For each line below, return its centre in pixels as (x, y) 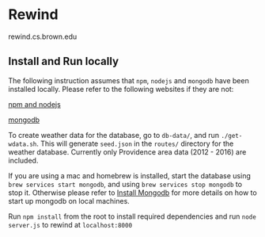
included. (23, 160)
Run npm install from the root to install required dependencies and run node (132, 216)
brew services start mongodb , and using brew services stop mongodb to (125, 184)
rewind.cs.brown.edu (43, 36)
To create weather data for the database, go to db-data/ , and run (114, 135)
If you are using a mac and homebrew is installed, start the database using (129, 175)
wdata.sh (23, 144)
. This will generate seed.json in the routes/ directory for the (135, 143)
